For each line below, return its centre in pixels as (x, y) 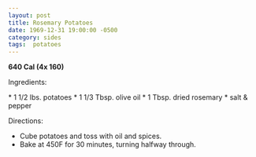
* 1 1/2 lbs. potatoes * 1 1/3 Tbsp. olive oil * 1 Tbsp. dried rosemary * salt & (128, 97)
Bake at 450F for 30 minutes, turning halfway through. (108, 144)
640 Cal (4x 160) (36, 67)
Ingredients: (28, 82)
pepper (20, 106)
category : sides (35, 37)
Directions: (26, 121)
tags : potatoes (35, 45)
